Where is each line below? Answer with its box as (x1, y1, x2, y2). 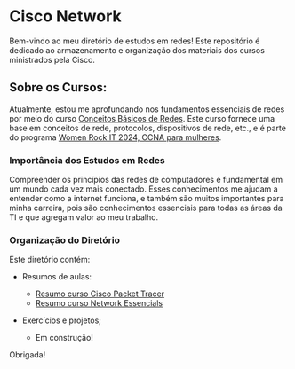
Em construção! (35, 333, 93, 343)
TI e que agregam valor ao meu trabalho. (9, 212, 158, 223)
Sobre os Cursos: (9, 80, 108, 95)
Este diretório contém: (9, 255, 91, 265)
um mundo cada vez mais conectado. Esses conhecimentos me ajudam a (9, 184, 278, 194)
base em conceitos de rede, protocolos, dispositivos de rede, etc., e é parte (9, 122, 287, 133)
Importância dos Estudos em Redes (9, 153, 166, 166)
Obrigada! (9, 349, 46, 360)
